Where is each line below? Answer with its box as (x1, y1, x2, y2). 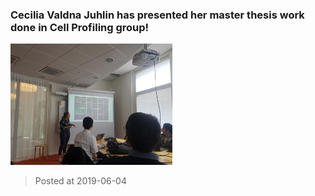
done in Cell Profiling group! (10, 20, 150, 34)
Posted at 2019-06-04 (34, 175, 127, 187)
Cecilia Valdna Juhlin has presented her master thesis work (10, 8, 305, 22)
